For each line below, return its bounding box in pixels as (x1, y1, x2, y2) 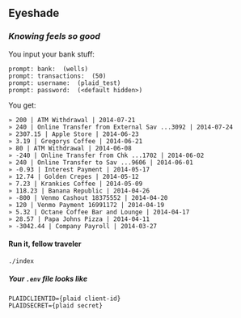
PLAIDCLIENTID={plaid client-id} (8, 295, 121, 303)
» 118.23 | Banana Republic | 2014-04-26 (8, 186, 150, 195)
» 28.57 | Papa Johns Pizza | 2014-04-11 (8, 214, 150, 223)
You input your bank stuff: (8, 49, 95, 59)
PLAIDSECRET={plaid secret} (8, 301, 104, 310)
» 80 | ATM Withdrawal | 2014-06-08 (8, 144, 132, 152)
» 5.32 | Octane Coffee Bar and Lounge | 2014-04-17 (8, 208, 190, 216)
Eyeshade (8, 6, 60, 20)
